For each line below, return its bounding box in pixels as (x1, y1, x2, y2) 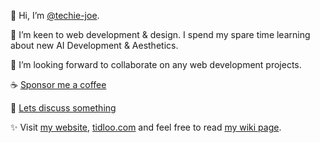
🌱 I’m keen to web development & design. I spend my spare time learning (10, 29, 311, 40)
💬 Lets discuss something (10, 102, 117, 114)
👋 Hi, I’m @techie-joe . (10, 10, 100, 21)
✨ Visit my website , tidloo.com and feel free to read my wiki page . (10, 121, 282, 133)
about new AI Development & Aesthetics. (10, 40, 179, 51)
